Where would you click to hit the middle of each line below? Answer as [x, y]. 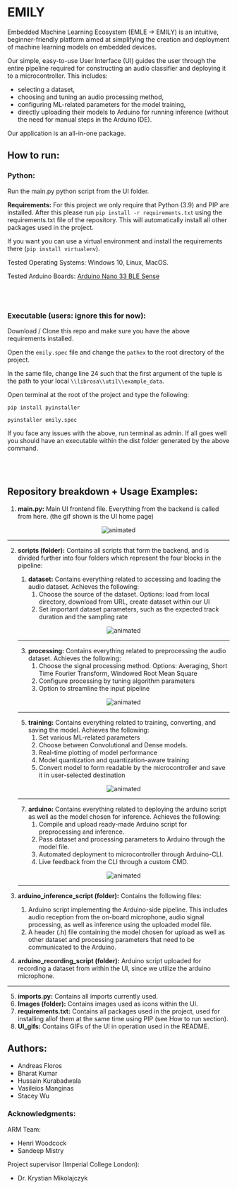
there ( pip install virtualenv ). [54, 248]
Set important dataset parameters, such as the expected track [129, 609]
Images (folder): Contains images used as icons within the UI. [108, 1004]
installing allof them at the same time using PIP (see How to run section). [123, 1018]
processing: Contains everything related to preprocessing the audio [127, 650]
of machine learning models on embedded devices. [82, 47]
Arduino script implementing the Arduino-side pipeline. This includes [128, 909]
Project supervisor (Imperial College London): [73, 1164]
